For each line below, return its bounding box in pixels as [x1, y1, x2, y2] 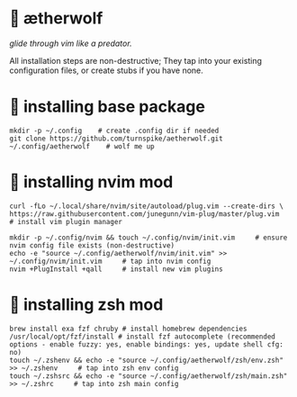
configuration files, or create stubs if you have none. [9, 65, 204, 76]
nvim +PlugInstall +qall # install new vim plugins [9, 265, 223, 274]
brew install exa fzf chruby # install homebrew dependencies [9, 324, 247, 333]
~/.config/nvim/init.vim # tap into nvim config [9, 257, 211, 266]
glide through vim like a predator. [9, 38, 132, 49]
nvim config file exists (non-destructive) [9, 240, 175, 250]
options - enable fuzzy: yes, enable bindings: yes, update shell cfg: [9, 339, 283, 349]
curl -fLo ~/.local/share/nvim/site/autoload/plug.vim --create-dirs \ [9, 202, 283, 211]
